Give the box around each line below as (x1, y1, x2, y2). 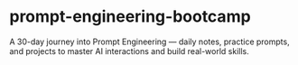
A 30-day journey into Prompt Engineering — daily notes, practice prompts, (9, 36, 291, 47)
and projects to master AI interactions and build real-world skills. (9, 45, 250, 56)
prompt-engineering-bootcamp (9, 6, 251, 27)
